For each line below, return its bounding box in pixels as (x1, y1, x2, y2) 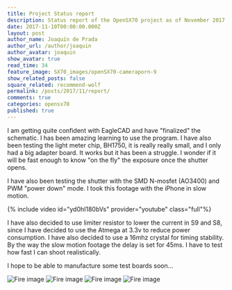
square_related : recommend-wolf (7, 81, 101, 88)
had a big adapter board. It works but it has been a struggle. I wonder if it (7, 148, 217, 156)
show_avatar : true (7, 56, 60, 63)
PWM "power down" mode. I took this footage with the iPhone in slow (7, 184, 207, 192)
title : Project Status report (7, 10, 95, 17)
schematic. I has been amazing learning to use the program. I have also (7, 134, 212, 142)
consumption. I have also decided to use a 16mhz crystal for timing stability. (7, 233, 224, 241)
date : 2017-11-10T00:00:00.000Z (7, 23, 101, 30)
